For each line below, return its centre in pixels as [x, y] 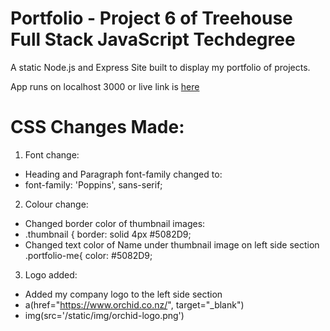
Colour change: [56, 204]
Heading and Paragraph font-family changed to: [123, 174]
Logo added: [51, 274]
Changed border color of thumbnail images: [115, 223]
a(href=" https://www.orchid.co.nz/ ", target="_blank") [134, 304]
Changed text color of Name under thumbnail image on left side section [172, 244]
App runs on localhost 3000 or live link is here [105, 86]
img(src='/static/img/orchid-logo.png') [104, 315]
